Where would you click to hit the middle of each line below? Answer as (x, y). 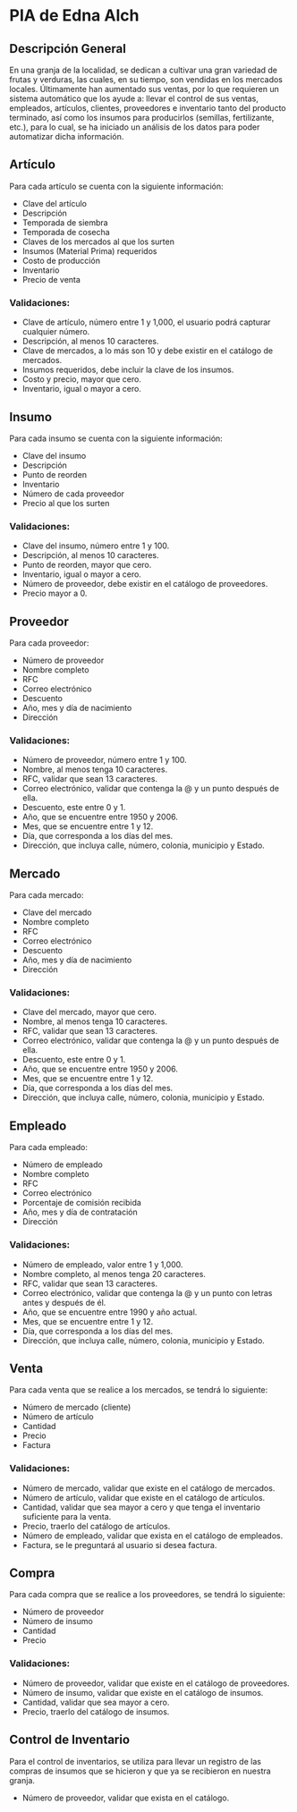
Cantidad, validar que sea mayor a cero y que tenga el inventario (141, 1507)
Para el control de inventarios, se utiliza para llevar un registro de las (136, 1761)
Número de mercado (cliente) (76, 1407)
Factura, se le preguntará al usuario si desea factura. (119, 1545)
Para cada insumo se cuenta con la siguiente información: (116, 438)
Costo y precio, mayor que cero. (81, 379)
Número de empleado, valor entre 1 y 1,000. (102, 1264)
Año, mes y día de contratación (80, 1212)
